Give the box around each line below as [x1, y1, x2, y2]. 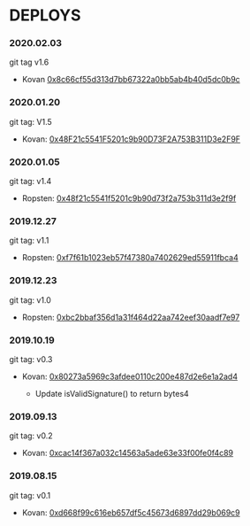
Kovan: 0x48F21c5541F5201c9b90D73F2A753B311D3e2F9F [21, 134, 241, 144]
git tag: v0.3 [9, 353, 53, 364]
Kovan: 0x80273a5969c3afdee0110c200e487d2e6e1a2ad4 [21, 371, 239, 382]
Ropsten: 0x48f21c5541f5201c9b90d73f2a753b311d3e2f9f [21, 193, 237, 204]
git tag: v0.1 [9, 490, 51, 500]
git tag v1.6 [9, 57, 49, 67]
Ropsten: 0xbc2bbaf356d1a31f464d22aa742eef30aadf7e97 [21, 312, 240, 322]
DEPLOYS [9, 5, 81, 26]
